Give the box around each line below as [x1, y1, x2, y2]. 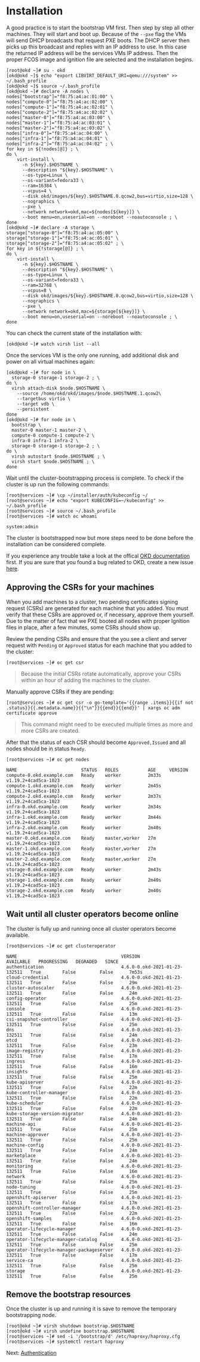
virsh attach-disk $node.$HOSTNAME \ [11, 385, 106, 391]
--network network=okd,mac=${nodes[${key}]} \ [21, 208, 140, 215]
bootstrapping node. [6, 1312, 57, 1319]
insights [6, 1069, 28, 1075]
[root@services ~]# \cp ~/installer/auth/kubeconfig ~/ [6, 492, 148, 498]
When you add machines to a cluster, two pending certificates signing [6, 598, 178, 606]
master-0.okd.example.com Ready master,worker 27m [6, 835, 156, 841]
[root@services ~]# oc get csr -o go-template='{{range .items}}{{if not [6, 700, 194, 706]
